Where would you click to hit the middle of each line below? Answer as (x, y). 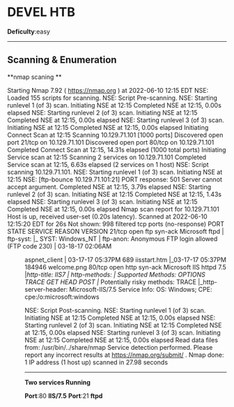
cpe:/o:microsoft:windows (62, 297)
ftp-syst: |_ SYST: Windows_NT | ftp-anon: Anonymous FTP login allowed (112, 239)
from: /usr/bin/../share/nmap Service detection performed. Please (119, 347)
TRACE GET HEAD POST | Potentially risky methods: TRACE (111, 282)
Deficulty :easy (29, 31)
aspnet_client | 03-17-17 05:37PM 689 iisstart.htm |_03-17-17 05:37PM (125, 260)
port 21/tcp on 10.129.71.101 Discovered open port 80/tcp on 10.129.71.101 (111, 142)
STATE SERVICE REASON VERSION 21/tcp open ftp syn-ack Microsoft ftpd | (116, 231)
